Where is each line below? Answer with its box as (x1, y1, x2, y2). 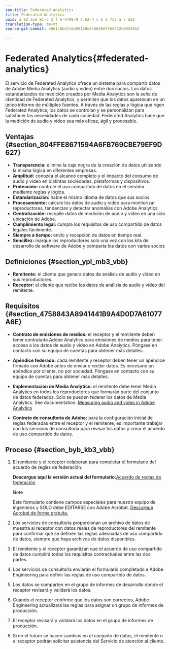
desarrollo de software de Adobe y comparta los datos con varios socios (12, 243, 165, 249)
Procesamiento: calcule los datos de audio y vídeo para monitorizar (12, 199, 155, 206)
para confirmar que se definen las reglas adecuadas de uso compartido (12, 531, 163, 537)
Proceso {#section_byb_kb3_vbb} (5, 445, 115, 454)
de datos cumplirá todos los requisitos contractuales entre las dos (12, 551, 151, 557)
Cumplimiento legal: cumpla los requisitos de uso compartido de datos (12, 221, 162, 227)
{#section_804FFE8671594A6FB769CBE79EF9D (5, 141, 162, 149)
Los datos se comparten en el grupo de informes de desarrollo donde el (12, 582, 163, 588)
